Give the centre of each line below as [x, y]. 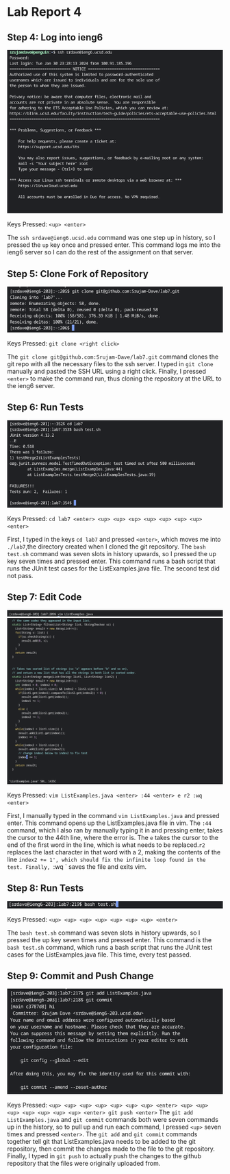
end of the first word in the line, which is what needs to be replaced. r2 [106, 845]
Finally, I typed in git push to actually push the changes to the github [104, 1155]
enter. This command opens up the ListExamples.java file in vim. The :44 [110, 823]
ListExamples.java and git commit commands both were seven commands [113, 1119]
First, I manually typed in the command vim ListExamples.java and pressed [114, 815]
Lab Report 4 [44, 12]
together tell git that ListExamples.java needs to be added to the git [102, 1141]
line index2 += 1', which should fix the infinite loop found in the [106, 859]
